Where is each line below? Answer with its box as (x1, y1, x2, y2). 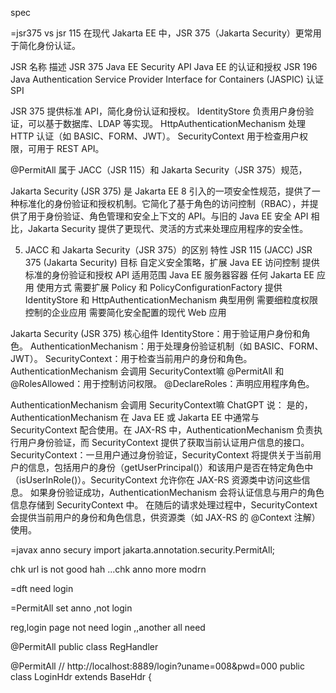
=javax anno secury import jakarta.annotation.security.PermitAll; (10, 544, 276, 556)
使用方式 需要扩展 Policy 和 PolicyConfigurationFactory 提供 (36, 282, 283, 293)
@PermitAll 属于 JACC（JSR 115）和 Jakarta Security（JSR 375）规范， (10, 164, 308, 176)
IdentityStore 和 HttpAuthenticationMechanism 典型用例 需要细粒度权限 (24, 294, 318, 306)
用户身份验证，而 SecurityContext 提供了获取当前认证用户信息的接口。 (18, 437, 310, 448)
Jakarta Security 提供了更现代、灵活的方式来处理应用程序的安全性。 (27, 223, 309, 234)
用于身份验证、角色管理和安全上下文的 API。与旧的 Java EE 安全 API (27, 210, 309, 222)
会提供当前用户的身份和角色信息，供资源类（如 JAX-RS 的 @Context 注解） (10, 512, 321, 523)
